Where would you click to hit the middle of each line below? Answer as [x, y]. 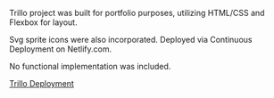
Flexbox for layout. [43, 22]
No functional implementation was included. [90, 66]
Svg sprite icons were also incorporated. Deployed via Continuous [131, 40]
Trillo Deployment [42, 83]
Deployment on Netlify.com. [61, 49]
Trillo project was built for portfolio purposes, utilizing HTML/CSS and [137, 13]
